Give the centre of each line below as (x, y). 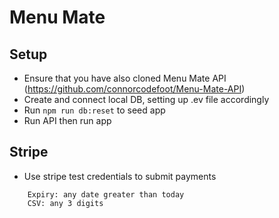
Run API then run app (67, 120)
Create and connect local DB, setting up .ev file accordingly (146, 99)
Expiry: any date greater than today (106, 194)
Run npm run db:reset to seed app (94, 110)
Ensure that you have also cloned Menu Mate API (125, 78)
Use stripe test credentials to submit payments (120, 176)
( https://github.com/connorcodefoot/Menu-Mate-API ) (134, 89)
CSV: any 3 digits (65, 203)
